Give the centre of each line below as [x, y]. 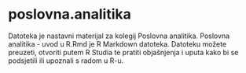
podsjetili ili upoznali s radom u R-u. [66, 61]
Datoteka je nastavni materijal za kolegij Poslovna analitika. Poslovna [119, 36]
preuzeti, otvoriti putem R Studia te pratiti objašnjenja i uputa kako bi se [123, 52]
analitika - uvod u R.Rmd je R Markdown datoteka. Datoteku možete [117, 43]
